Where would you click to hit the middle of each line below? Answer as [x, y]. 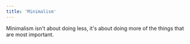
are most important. [30, 34]
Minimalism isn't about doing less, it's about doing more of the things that [95, 28]
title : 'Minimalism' [31, 11]
